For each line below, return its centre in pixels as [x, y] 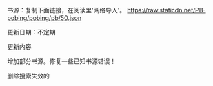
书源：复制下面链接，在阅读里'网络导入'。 [67, 10]
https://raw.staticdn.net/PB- [166, 10]
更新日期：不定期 [31, 32]
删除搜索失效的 [28, 76]
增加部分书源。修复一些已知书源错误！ [61, 61]
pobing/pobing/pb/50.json [44, 18]
